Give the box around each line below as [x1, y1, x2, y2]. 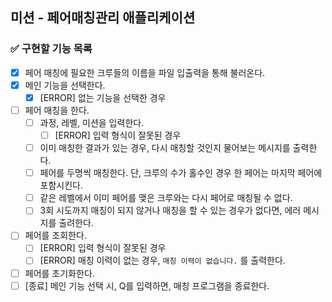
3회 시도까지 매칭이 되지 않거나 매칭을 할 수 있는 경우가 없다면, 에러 [39, 204, 302, 217]
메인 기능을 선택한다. [24, 79, 106, 91]
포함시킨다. [39, 179, 84, 192]
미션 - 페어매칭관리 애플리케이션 [10, 9, 196, 27]
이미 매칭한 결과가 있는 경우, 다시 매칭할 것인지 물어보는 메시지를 [39, 142, 291, 154]
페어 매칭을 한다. [24, 104, 90, 116]
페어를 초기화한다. [24, 267, 95, 279]
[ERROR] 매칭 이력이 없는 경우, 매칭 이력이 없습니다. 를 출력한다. [39, 254, 286, 267]
